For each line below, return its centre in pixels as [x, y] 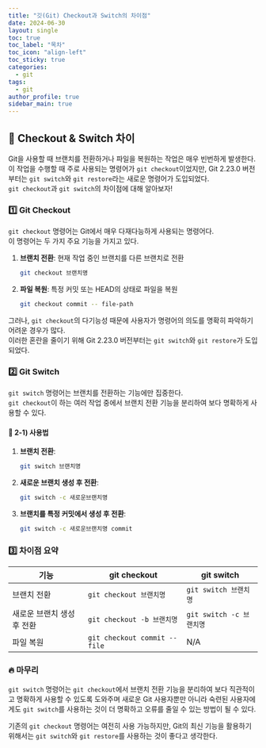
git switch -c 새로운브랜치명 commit [76, 529]
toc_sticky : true [37, 60]
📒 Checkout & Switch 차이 [72, 138]
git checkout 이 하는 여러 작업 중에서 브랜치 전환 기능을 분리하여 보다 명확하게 [129, 403]
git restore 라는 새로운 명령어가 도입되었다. [141, 178]
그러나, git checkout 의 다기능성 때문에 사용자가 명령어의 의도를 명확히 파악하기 [131, 320]
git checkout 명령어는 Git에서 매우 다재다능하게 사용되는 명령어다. [111, 232]
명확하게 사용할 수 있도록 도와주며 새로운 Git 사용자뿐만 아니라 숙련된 [122, 699]
